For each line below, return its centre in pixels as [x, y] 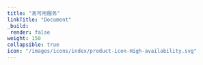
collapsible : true [33, 45]
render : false [30, 32]
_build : [18, 26]
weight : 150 [24, 39]
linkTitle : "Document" [39, 20]
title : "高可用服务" [33, 13]
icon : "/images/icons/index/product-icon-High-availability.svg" [102, 51]
